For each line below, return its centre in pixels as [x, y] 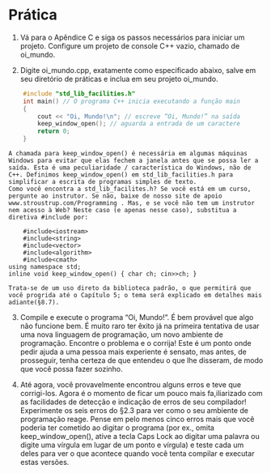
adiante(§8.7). [34, 303]
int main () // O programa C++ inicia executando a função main [132, 101]
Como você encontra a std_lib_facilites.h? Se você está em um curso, [130, 189]
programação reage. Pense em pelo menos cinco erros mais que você [137, 420]
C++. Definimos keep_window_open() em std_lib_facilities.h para [121, 175]
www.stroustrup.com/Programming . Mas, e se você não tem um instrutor [131, 203]
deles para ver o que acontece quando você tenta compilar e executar [137, 454]
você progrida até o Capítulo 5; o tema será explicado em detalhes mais [135, 296]
